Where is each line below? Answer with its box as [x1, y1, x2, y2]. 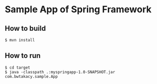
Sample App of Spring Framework [5, 4, 152, 15]
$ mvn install [5, 37, 35, 43]
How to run [5, 51, 41, 60]
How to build [5, 24, 46, 33]
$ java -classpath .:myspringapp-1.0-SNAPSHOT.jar [5, 69, 115, 75]
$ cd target [5, 65, 30, 70]
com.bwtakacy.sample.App [5, 74, 58, 79]
